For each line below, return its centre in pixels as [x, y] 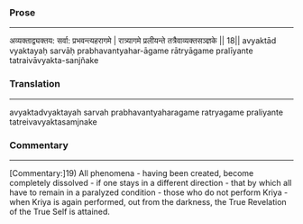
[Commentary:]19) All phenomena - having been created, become [132, 173]
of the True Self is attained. [60, 211]
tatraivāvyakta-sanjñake [54, 61]
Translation [35, 84]
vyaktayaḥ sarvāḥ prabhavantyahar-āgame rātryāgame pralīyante [132, 51]
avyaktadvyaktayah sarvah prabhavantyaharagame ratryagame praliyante [147, 112]
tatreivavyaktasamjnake [53, 121]
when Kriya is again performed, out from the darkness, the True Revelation [148, 201]
